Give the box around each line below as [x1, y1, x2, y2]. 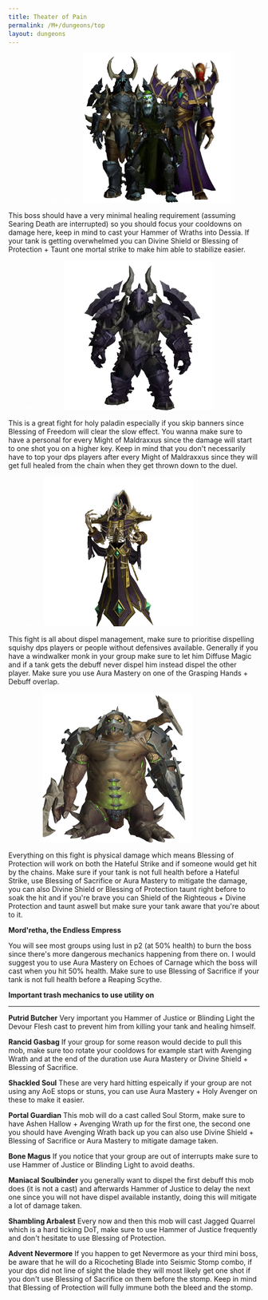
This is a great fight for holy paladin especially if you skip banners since [8, 418, 245, 428]
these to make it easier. [8, 1095, 85, 1105]
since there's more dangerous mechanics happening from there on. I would [8, 949, 256, 959]
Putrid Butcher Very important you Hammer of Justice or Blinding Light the [8, 1013, 255, 1023]
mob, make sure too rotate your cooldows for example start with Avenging [8, 1046, 252, 1056]
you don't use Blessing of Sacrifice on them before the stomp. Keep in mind [8, 1274, 258, 1284]
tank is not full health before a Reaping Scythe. [8, 975, 162, 985]
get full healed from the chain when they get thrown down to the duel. [8, 461, 238, 470]
